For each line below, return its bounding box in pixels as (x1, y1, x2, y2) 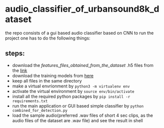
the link (12, 67, 27, 73)
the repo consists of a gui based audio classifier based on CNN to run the (5, 30, 154, 36)
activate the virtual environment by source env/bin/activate (12, 88, 135, 94)
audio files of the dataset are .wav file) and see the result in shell (12, 117, 143, 123)
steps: (5, 49, 25, 58)
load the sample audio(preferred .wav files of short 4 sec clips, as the (12, 112, 153, 118)
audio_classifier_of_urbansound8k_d (5, 3, 160, 15)
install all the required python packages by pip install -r (12, 93, 131, 99)
